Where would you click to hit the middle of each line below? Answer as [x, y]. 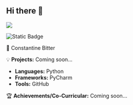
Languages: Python [39, 71]
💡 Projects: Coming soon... [39, 59]
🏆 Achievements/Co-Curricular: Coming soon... [67, 96]
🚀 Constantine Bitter [31, 47]
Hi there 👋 [25, 11]
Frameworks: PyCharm [44, 77]
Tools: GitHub [32, 84]
